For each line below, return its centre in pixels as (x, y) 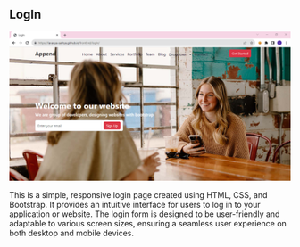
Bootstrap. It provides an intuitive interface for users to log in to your (135, 205)
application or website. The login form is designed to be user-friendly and (145, 214)
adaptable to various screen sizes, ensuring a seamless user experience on (148, 224)
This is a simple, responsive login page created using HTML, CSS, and (138, 195)
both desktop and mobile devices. (71, 233)
